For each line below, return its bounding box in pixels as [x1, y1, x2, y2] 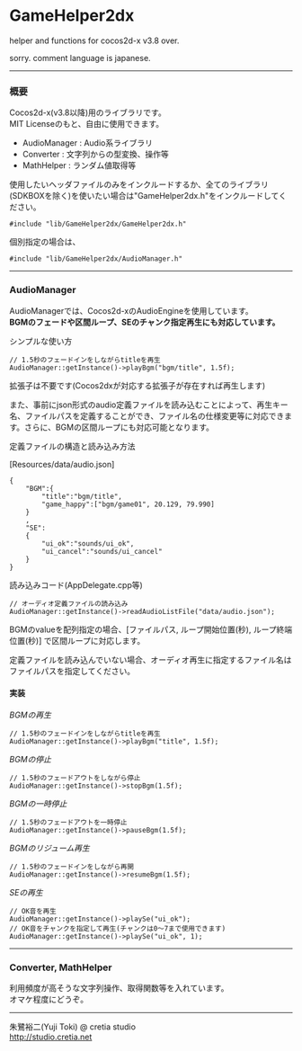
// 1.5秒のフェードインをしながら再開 [9, 862, 135, 871]
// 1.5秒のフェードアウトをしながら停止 [9, 773, 141, 782]
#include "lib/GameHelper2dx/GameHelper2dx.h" [9, 219, 187, 229]
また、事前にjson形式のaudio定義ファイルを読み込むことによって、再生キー [9, 399, 289, 410]
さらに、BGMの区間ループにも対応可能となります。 [23, 422, 214, 432]
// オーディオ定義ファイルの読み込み [9, 599, 129, 608]
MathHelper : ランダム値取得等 [22, 160, 137, 171]
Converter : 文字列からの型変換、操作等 [22, 149, 169, 160]
